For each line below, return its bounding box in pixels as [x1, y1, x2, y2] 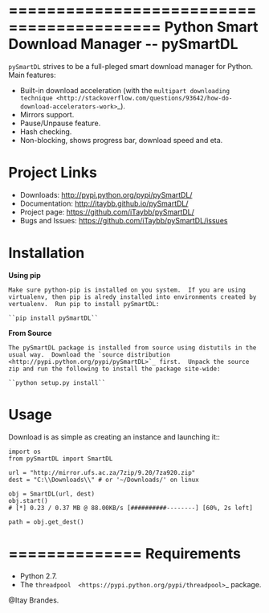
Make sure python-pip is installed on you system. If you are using [8, 286, 247, 294]
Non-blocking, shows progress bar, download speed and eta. [19, 135, 223, 145]
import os [8, 447, 42, 456]
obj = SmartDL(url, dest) [8, 489, 95, 498]
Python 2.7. [19, 571, 58, 581]
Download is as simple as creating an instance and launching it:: [8, 431, 221, 442]
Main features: [8, 70, 56, 80]
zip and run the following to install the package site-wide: [8, 365, 221, 373]
